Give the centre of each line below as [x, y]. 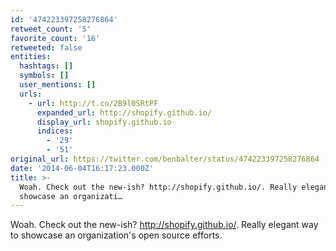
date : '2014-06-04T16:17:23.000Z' [82, 168]
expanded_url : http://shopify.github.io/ [124, 112]
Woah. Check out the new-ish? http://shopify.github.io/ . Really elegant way [164, 225]
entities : [31, 57]
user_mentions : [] [58, 85]
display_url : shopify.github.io [104, 122]
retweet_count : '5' [51, 29]
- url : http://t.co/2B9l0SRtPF [93, 103]
